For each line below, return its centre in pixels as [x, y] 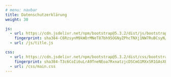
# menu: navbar [21, 10]
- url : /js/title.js [32, 43]
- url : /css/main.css [33, 66]
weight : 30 [17, 19]
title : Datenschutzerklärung [36, 15]
